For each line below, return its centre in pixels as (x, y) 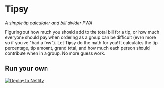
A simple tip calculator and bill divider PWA (49, 23)
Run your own (27, 69)
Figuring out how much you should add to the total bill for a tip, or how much (82, 32)
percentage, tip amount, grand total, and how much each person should (78, 48)
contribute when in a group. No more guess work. (55, 53)
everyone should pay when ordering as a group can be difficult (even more (81, 37)
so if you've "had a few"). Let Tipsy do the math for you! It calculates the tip (82, 42)
